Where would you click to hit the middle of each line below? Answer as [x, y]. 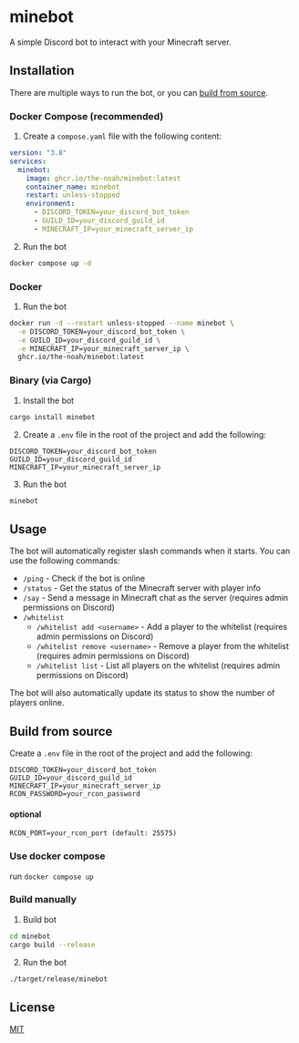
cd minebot [30, 936]
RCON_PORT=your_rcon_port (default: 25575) [93, 833]
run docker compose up [52, 876]
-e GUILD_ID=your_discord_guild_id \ [89, 340]
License [32, 1007]
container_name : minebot [73, 187]
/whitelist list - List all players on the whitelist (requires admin [158, 666]
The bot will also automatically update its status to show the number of [142, 693]
